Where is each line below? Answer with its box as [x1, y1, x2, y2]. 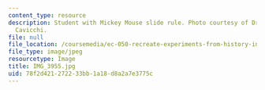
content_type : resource [8, 11, 87, 20]
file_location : [8, 41, 58, 49]
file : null [8, 33, 44, 41]
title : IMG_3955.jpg [8, 63, 77, 70]
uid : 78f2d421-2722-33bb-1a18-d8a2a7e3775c [8, 70, 154, 77]
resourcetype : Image [8, 56, 77, 63]
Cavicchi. [15, 26, 47, 34]
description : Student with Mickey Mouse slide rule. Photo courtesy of [8, 19, 248, 27]
